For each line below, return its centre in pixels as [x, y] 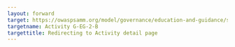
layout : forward [31, 13]
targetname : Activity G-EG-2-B [53, 26]
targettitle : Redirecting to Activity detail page [83, 33]
